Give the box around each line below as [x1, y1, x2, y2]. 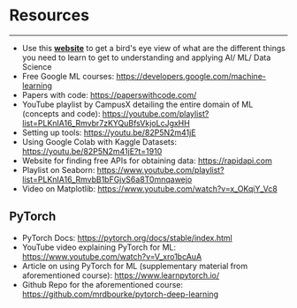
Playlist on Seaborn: [21, 164, 95, 175]
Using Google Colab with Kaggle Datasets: [21, 136, 177, 146]
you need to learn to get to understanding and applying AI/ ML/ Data [21, 52, 271, 63]
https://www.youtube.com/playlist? [96, 164, 225, 175]
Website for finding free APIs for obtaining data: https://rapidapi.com [21, 155, 272, 166]
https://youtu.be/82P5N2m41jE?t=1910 [21, 146, 163, 156]
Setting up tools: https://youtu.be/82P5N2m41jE [21, 127, 196, 138]
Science [21, 61, 52, 71]
